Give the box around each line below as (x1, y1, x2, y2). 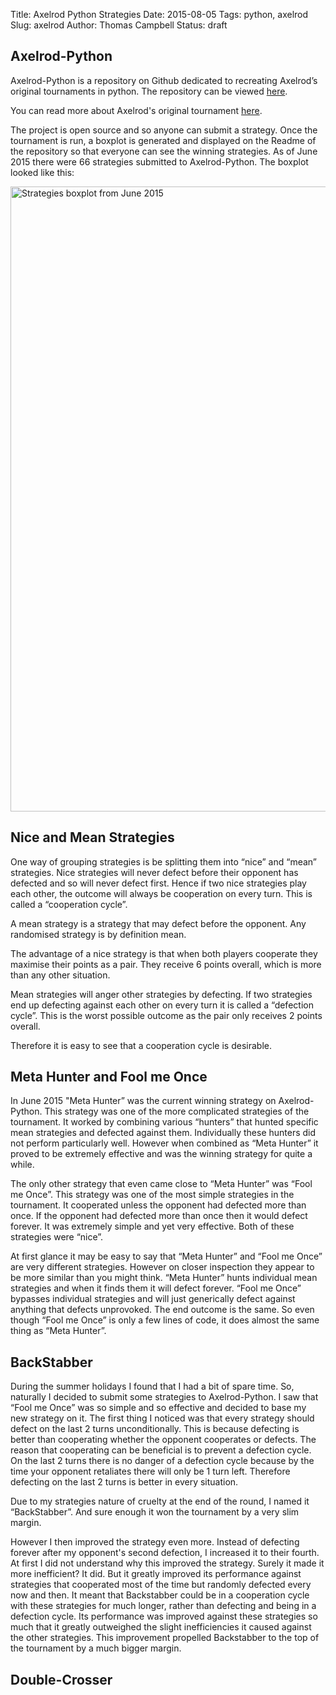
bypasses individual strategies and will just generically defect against (10, 1293, 296, 1305)
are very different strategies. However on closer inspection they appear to (10, 1261, 315, 1273)
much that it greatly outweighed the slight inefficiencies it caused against (10, 1621, 312, 1633)
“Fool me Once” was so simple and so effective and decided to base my (10, 1402, 307, 1414)
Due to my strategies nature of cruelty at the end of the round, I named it (10, 1495, 310, 1508)
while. (10, 1159, 35, 1171)
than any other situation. (10, 969, 111, 981)
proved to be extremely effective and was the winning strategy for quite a (10, 1148, 313, 1160)
